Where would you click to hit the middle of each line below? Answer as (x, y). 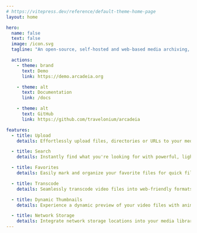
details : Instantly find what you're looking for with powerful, (98, 157)
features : (18, 130)
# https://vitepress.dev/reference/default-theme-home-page (81, 11)
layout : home (22, 17)
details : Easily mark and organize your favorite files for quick (99, 173)
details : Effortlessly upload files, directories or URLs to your (99, 141)
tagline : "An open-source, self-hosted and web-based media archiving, (101, 50)
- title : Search (31, 151)
